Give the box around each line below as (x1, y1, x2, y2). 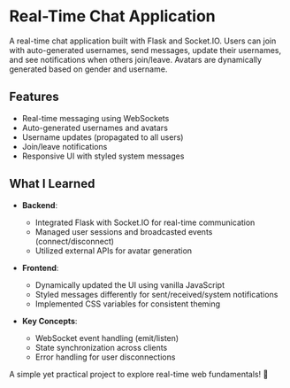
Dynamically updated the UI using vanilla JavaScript (34, 279, 225, 290)
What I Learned (9, 176, 95, 191)
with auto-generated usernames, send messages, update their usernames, (9, 44, 281, 55)
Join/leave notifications (21, 141, 108, 151)
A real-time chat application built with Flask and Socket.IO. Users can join (9, 35, 277, 46)
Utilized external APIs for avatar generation (34, 245, 193, 256)
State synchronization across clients (34, 342, 168, 353)
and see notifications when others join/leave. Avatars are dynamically (9, 54, 263, 65)
